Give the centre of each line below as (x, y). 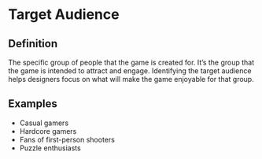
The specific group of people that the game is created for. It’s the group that (131, 62)
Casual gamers (44, 123)
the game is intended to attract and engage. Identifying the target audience (130, 71)
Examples (33, 104)
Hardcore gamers (48, 131)
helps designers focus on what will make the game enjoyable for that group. (131, 79)
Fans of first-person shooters (67, 139)
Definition (33, 44)
